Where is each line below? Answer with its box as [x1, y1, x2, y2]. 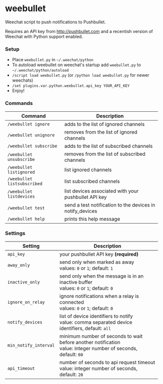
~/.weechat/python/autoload [12, 68, 69, 73]
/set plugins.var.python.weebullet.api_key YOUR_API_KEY [12, 84, 130, 88]
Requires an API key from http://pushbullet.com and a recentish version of [5, 28, 153, 34]
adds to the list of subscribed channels [64, 142, 153, 149]
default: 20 [59, 371, 83, 378]
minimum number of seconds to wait [59, 332, 143, 339]
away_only [7, 262, 30, 268]
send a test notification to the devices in [64, 201, 155, 208]
